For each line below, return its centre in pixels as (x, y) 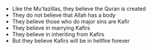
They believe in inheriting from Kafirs (58, 34)
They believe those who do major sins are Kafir (71, 21)
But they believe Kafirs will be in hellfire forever (71, 41)
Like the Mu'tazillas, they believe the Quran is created (79, 9)
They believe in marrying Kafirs (51, 28)
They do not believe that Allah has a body (64, 15)
